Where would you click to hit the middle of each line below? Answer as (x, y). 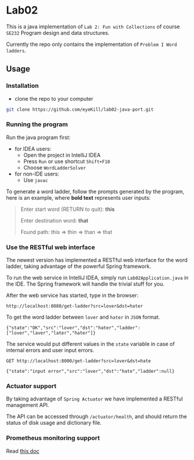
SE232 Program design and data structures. (58, 32)
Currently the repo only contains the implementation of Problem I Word (92, 44)
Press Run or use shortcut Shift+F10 (67, 161)
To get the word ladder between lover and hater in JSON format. (83, 317)
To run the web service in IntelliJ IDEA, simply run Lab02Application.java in (98, 278)
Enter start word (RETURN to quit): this (68, 209)
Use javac (36, 180)
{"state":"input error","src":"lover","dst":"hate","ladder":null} (91, 372)
